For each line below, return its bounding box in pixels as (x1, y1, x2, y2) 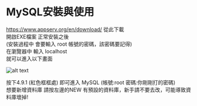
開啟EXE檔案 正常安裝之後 (6, 33, 69, 40)
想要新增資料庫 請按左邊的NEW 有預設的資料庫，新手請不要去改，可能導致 (6, 86, 186, 93)
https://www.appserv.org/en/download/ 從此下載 (6, 26, 125, 33)
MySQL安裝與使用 (6, 5, 95, 19)
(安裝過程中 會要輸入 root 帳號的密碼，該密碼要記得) (6, 40, 132, 47)
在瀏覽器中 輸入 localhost (6, 47, 68, 54)
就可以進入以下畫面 (6, 55, 53, 62)
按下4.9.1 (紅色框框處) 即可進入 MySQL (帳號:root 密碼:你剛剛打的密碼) (6, 78, 176, 86)
